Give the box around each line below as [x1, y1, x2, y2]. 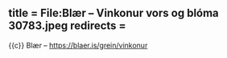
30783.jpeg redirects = [8, 19, 126, 33]
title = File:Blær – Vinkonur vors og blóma [8, 6, 219, 20]
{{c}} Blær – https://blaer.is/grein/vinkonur [8, 40, 148, 50]
